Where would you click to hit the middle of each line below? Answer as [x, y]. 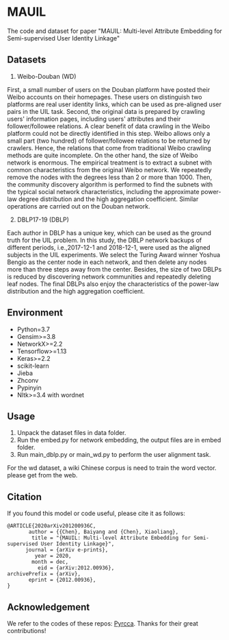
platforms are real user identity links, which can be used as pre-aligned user [114, 104]
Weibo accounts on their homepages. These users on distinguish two [105, 97]
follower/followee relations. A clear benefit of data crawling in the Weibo [109, 126]
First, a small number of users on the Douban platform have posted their [109, 89]
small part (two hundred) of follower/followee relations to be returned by [109, 141]
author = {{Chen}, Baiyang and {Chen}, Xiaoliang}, [104, 532]
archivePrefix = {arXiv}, [44, 574]
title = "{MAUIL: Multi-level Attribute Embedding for [111, 538]
